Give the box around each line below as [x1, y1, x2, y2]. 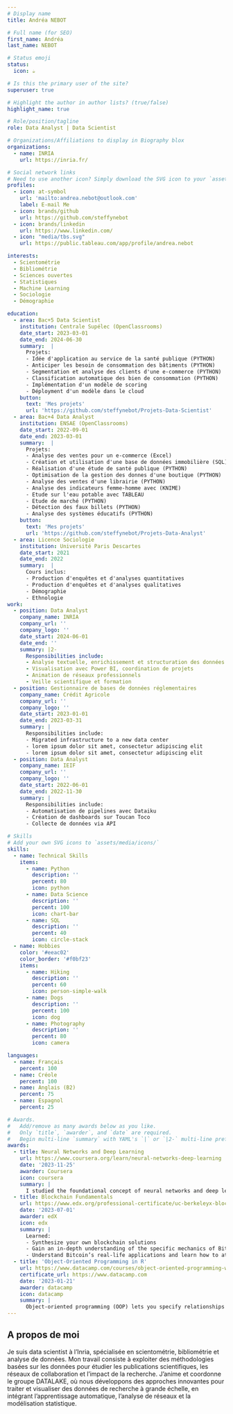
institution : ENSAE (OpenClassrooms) [19, 420, 129, 427]
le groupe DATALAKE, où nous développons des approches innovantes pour [7, 1376, 225, 1386]
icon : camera [32, 1040, 70, 1047]
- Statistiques [13, 278, 58, 285]
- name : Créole [13, 1071, 58, 1079]
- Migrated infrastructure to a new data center [25, 736, 169, 743]
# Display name [7, 10, 51, 17]
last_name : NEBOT [7, 42, 58, 49]
